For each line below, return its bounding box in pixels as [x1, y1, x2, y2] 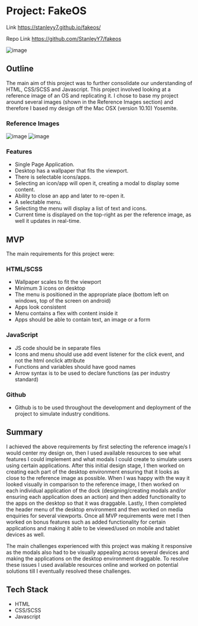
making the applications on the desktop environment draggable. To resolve [6, 554, 189, 562]
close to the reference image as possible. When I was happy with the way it [6, 474, 190, 481]
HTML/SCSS [6, 265, 43, 273]
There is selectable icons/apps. [14, 173, 92, 181]
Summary [6, 427, 43, 437]
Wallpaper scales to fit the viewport [14, 278, 102, 286]
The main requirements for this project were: [6, 250, 115, 258]
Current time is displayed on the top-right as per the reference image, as [14, 211, 191, 218]
